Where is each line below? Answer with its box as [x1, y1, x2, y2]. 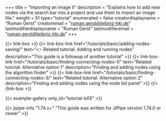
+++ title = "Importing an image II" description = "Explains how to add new [5, 5, 160, 10]
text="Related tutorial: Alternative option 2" [52, 75, 143, 81]
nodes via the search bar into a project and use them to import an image [5, 10, 155, 16]
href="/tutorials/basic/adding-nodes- [74, 41, 151, 47]
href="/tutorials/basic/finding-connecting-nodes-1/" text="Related [13, 59, 152, 65]
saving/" [5, 46, 23, 52]
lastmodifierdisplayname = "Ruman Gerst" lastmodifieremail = [5, 26, 134, 32]
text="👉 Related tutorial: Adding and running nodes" [23, 46, 135, 52]
